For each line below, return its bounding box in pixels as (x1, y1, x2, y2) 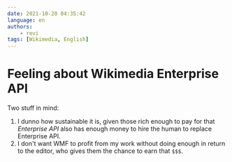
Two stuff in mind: (7, 104, 59, 112)
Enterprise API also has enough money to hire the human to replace (17, 124, 212, 133)
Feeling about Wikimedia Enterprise (7, 66, 219, 82)
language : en (7, 17, 45, 24)
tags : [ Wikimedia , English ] (7, 36, 89, 43)
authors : (7, 23, 33, 30)
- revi (20, 29, 39, 37)
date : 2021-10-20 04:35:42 (7, 10, 86, 17)
